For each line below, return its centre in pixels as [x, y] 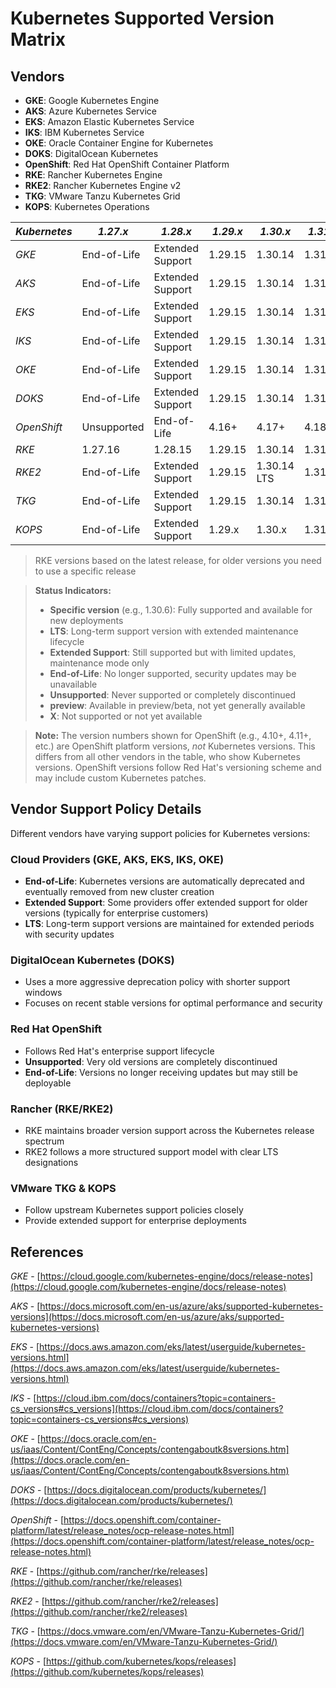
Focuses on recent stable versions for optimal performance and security [173, 1003]
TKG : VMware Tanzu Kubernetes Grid [102, 196]
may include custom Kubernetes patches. [120, 778]
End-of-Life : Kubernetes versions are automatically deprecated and [164, 881]
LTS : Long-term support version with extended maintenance [174, 631]
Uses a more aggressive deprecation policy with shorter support [157, 982]
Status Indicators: [73, 590]
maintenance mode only [99, 663]
